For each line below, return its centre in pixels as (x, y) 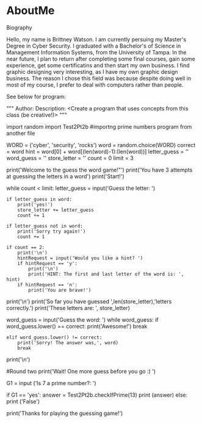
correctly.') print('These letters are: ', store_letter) (68, 308)
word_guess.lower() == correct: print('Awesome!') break (77, 326)
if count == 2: (26, 247)
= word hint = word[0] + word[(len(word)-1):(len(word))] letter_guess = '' (98, 151)
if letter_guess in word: (39, 199)
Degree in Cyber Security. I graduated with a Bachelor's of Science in (94, 46)
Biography (19, 27)
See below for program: (36, 96)
